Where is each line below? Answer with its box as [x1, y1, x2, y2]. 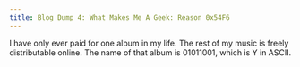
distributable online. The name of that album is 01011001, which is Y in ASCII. [9, 46, 292, 58]
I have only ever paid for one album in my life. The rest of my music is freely [9, 38, 289, 48]
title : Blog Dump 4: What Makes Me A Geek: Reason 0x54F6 [9, 13, 230, 22]
